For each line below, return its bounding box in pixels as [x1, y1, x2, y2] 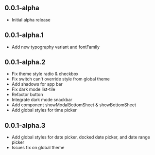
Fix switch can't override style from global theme [11, 76, 110, 82]
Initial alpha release [11, 17, 51, 22]
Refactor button [11, 92, 43, 97]
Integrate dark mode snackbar [11, 97, 72, 103]
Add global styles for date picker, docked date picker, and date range [11, 134, 150, 140]
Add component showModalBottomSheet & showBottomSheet [11, 102, 137, 108]
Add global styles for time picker [11, 107, 77, 113]
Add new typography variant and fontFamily [11, 44, 100, 50]
